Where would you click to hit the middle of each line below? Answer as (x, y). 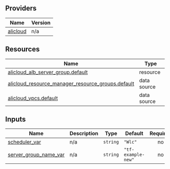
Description (84, 133)
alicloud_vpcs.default (33, 98)
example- (134, 155)
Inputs (16, 120)
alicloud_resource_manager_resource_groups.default (71, 83)
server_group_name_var (36, 155)
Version (41, 22)
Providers (21, 8)
